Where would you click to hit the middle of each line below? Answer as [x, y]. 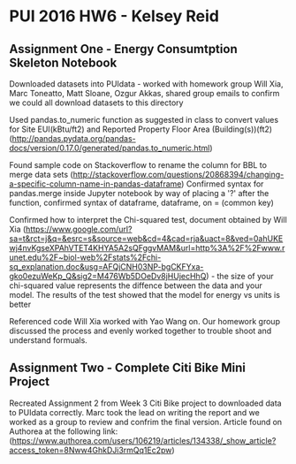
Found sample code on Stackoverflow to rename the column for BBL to [138, 165]
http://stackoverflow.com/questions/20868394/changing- [178, 175]
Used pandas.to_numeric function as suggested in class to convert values [144, 120]
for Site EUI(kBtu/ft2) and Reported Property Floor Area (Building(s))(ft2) [140, 129]
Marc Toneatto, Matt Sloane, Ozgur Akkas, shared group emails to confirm [144, 93]
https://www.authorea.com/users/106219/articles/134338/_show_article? [144, 440]
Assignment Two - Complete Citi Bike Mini [127, 368]
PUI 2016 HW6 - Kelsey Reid [114, 16]
